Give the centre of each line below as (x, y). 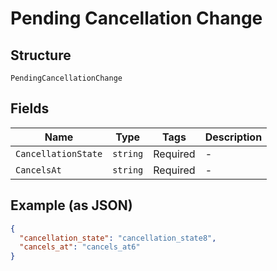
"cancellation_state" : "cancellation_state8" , (118, 238)
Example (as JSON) (71, 205)
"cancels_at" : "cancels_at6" (80, 247)
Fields (30, 108)
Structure (41, 55)
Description (233, 137)
